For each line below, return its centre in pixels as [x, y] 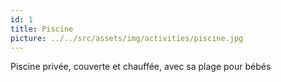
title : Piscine [42, 29]
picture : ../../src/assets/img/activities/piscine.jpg [127, 38]
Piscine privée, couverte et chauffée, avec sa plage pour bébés [141, 67]
